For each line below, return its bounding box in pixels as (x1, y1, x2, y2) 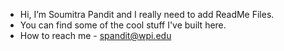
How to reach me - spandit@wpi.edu (19, 30, 172, 41)
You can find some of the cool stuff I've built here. (19, 19, 227, 31)
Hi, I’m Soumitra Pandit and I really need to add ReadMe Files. (19, 9, 275, 20)
